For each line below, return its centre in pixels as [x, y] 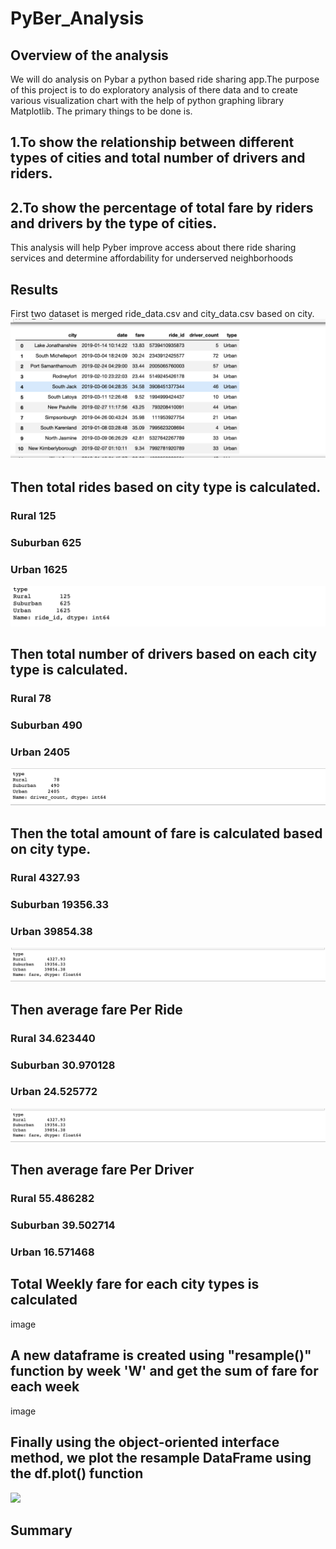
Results [34, 289]
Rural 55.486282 [52, 1199]
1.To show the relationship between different [152, 142]
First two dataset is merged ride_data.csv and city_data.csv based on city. [162, 314]
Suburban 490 [46, 725]
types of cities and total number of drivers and [158, 158]
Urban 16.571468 [52, 1252]
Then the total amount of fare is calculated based [166, 833]
